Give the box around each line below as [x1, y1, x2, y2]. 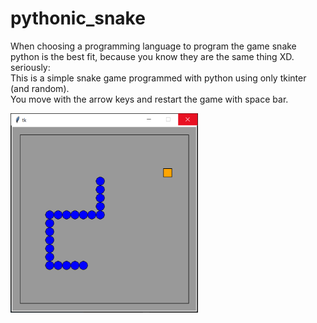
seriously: [10, 61, 51, 73]
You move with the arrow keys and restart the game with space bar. [10, 93, 289, 105]
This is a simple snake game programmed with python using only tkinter [10, 72, 307, 84]
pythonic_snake [10, 7, 146, 30]
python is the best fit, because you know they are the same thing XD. [10, 50, 295, 62]
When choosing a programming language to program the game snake [10, 40, 297, 52]
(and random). [10, 82, 70, 94]
